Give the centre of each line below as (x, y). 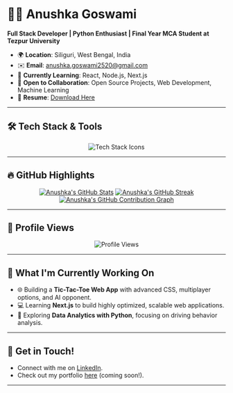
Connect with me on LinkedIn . (60, 368)
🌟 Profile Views (41, 228)
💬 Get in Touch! (41, 351)
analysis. (30, 323)
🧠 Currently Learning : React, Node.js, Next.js (82, 75)
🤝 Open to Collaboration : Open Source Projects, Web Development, (114, 82)
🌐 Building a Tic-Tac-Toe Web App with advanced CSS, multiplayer (114, 290)
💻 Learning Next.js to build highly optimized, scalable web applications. (121, 305)
